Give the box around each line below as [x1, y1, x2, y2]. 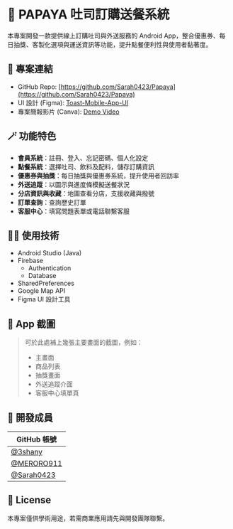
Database [28, 272, 57, 280]
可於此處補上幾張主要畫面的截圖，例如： [24, 338, 143, 347]
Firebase [17, 257, 44, 265]
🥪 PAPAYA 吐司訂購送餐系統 [7, 6, 170, 23]
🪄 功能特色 [7, 130, 57, 142]
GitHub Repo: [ [17, 82, 62, 91]
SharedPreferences [17, 279, 74, 288]
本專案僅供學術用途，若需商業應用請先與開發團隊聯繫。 [7, 513, 169, 523]
